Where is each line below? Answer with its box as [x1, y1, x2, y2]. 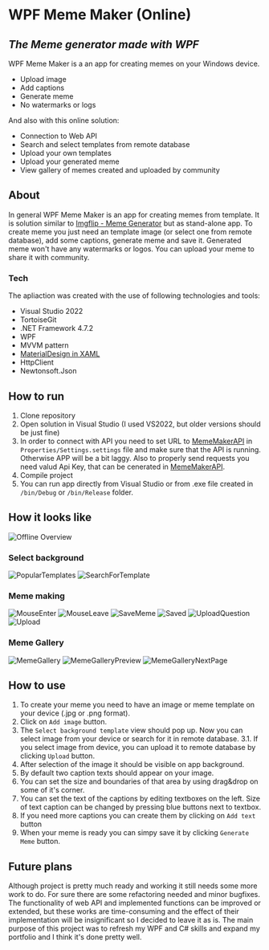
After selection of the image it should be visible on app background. [19, 760, 245, 769]
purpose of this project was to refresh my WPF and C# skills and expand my [8, 923, 261, 933]
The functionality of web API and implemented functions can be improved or [8, 898, 261, 908]
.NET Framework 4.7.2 [19, 324, 94, 333]
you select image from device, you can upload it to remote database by [19, 743, 256, 752]
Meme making [8, 590, 66, 601]
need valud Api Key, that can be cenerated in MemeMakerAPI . [19, 462, 226, 471]
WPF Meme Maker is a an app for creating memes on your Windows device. [8, 59, 260, 68]
